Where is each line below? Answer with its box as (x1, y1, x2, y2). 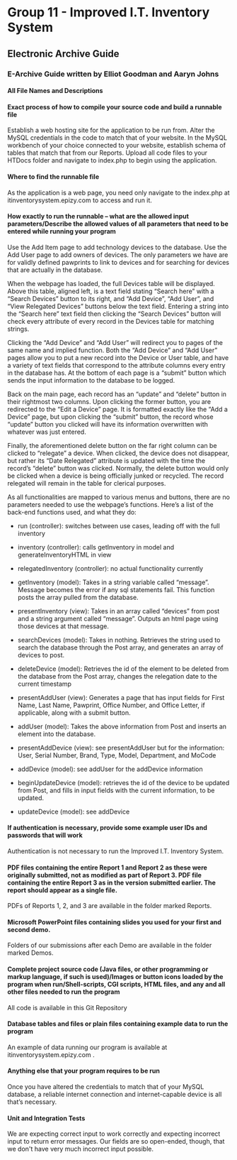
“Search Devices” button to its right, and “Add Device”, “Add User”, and (7, 294, 214, 302)
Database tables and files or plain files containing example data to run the (7, 1019, 229, 1028)
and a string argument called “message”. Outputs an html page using (17, 614, 219, 623)
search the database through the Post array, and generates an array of (17, 643, 224, 652)
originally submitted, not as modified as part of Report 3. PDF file (7, 870, 202, 879)
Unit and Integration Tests (7, 1114, 86, 1122)
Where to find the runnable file (7, 172, 100, 181)
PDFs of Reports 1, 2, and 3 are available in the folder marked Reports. (7, 902, 212, 910)
